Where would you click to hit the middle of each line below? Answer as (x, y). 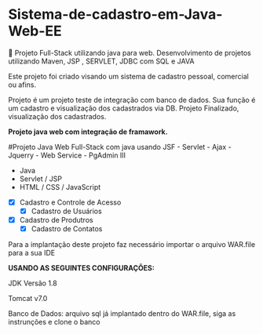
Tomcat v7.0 (28, 299)
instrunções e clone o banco (54, 322)
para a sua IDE (32, 253)
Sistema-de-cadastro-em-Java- (115, 15)
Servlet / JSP (41, 179)
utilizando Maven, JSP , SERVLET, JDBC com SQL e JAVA (101, 61)
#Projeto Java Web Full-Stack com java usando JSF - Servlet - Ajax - (120, 147)
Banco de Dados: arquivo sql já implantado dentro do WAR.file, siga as (122, 314)
